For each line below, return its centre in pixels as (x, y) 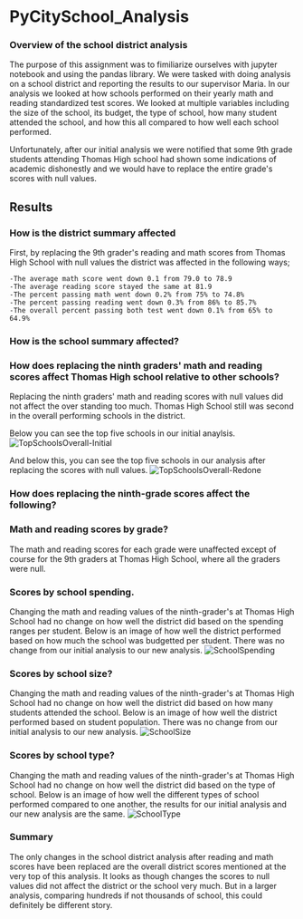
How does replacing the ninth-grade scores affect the (130, 494)
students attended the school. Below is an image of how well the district (143, 712)
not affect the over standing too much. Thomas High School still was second (151, 406)
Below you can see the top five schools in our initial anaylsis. (123, 433)
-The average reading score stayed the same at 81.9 (111, 287)
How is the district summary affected (93, 233)
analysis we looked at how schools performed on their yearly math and (142, 93)
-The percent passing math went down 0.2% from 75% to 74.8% (127, 295)
